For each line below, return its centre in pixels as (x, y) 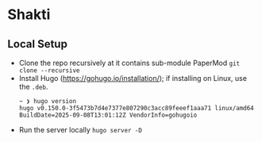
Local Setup (38, 44)
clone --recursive (49, 71)
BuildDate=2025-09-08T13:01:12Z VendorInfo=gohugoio (108, 115)
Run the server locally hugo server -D (80, 130)
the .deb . (33, 86)
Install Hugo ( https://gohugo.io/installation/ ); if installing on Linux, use (133, 78)
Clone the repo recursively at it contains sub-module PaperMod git (129, 63)
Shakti (29, 15)
